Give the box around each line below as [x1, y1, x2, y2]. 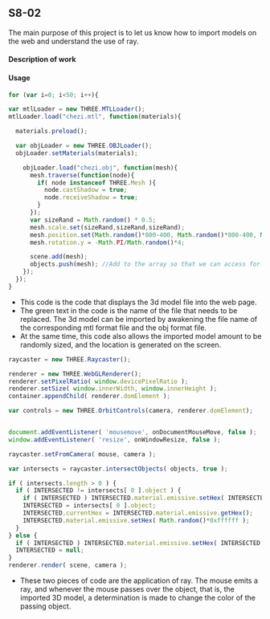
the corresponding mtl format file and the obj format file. [19, 323, 207, 332]
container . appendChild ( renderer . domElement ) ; [8, 393, 171, 401]
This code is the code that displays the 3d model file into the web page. [19, 297, 257, 307]
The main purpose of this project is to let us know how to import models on [8, 27, 257, 37]
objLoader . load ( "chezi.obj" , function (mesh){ [22, 164, 178, 172]
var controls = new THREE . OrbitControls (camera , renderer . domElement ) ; [8, 407, 253, 415]
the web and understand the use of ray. [8, 36, 139, 46]
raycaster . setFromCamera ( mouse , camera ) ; [8, 450, 157, 458]
